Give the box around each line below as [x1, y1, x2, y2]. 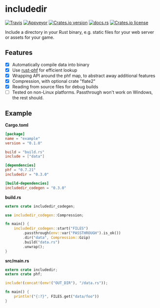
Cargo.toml [5, 122, 29, 128]
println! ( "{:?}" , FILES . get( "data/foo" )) [14, 294, 99, 299]
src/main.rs [5, 257, 29, 263]
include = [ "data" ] [5, 154, 45, 159]
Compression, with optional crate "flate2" [12, 78, 96, 84]
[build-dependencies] [5, 180, 49, 186]
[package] [5, 131, 25, 136]
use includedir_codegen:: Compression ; [5, 212, 84, 218]
